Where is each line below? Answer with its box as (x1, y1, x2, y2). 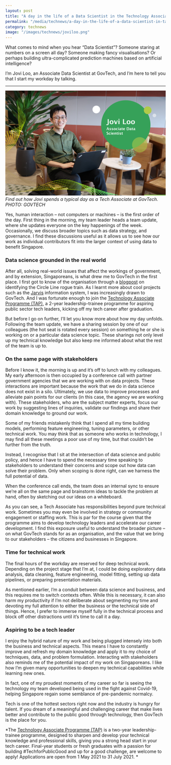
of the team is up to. (5, 343, 47, 349)
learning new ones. (5, 670, 46, 676)
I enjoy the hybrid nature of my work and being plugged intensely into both (5, 638, 162, 644)
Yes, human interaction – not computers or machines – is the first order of (5, 211, 160, 217)
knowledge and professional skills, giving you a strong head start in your (5, 738, 157, 744)
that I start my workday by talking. (5, 76, 77, 82)
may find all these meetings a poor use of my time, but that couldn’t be (5, 436, 154, 443)
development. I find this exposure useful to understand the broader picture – (5, 525, 165, 532)
